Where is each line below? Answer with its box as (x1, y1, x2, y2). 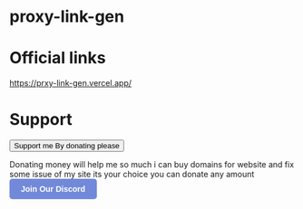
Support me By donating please (14, 141, 120, 151)
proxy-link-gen (9, 6, 125, 27)
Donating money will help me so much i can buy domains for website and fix (9, 159, 295, 170)
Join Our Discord (21, 184, 86, 195)
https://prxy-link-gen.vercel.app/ (9, 78, 132, 89)
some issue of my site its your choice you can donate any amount (9, 169, 255, 180)
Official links (9, 48, 106, 69)
